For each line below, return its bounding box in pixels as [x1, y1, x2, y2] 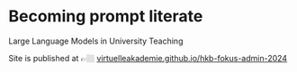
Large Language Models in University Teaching [8, 36, 184, 46]
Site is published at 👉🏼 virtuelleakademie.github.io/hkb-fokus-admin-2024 [8, 52, 288, 63]
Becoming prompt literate [8, 6, 203, 27]
